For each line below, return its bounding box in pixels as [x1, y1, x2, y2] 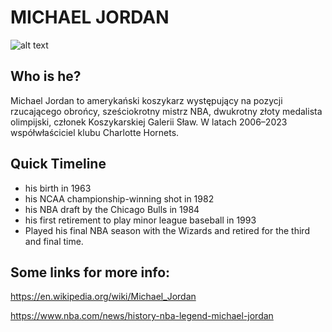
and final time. [24, 235, 84, 247]
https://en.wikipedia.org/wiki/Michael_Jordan [10, 291, 197, 303]
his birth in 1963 [24, 182, 92, 194]
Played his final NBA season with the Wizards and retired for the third [24, 224, 310, 236]
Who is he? [10, 68, 82, 85]
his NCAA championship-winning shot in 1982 [24, 192, 215, 205]
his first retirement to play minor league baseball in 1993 [24, 214, 257, 226]
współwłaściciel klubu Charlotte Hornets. [10, 126, 180, 138]
